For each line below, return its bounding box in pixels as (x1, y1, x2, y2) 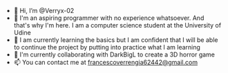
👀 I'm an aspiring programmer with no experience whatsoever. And (13, 14, 205, 22)
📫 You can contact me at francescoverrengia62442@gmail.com (13, 59, 198, 66)
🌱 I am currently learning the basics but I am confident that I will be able (13, 36, 218, 44)
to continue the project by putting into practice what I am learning (13, 43, 200, 51)
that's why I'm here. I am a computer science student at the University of (13, 21, 222, 29)
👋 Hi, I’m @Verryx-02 (13, 7, 75, 14)
